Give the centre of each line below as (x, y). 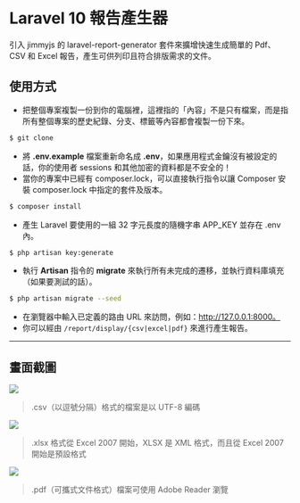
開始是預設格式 (58, 454)
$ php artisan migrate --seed (66, 299)
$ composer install (46, 206)
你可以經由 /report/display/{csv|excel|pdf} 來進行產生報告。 (137, 328)
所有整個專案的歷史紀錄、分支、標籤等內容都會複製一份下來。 (136, 120)
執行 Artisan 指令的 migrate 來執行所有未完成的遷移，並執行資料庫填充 (153, 271)
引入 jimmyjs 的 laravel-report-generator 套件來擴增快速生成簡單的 (131, 45)
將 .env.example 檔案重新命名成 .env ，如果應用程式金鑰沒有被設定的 (150, 156)
